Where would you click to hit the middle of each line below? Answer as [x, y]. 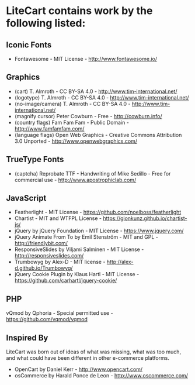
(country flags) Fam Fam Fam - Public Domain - [72, 122]
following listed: [46, 23]
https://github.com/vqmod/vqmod [47, 319]
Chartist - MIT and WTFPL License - [58, 218]
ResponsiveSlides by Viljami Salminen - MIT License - [79, 249]
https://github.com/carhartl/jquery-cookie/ [66, 281]
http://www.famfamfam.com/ [49, 128]
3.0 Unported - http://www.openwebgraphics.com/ [76, 141]
